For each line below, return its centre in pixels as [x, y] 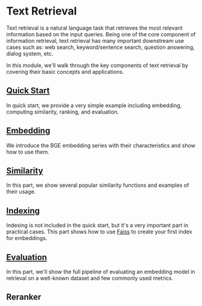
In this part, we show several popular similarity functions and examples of [98, 185]
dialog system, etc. [30, 53]
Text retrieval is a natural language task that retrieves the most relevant [94, 28]
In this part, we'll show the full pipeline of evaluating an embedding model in [101, 272]
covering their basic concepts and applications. [65, 71]
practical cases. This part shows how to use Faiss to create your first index [99, 232]
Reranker [24, 297]
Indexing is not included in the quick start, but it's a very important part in [97, 226]
